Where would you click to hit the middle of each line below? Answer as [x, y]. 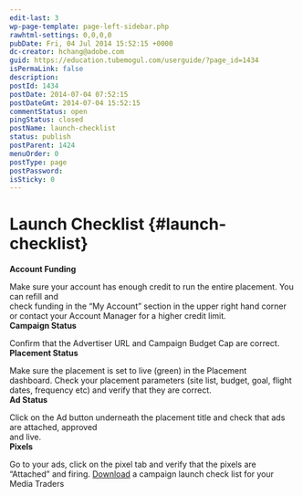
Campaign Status [43, 326]
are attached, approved [53, 427]
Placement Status [44, 354]
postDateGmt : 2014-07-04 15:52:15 [75, 103]
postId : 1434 [34, 86]
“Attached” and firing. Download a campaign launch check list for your [142, 474]
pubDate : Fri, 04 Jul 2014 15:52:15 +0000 [91, 43]
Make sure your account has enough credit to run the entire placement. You [151, 287]
